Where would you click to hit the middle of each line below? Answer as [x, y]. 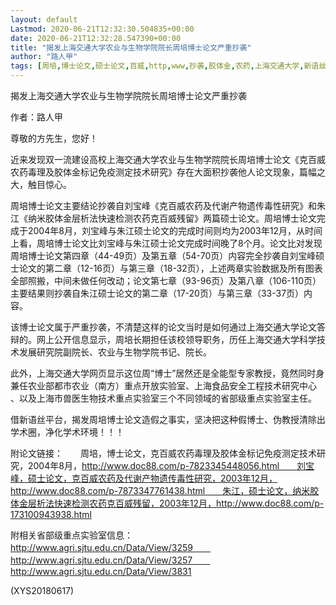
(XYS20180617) [42, 590]
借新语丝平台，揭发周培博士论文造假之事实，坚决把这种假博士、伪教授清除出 [168, 419]
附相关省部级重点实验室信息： [71, 535]
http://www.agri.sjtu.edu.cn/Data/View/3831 [101, 571]
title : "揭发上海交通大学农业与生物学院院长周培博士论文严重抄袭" [131, 47]
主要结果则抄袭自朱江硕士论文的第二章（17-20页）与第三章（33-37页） [157, 293]
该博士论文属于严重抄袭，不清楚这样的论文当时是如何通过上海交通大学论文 [163, 327]
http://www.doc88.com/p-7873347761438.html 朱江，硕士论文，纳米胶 [165, 490]
